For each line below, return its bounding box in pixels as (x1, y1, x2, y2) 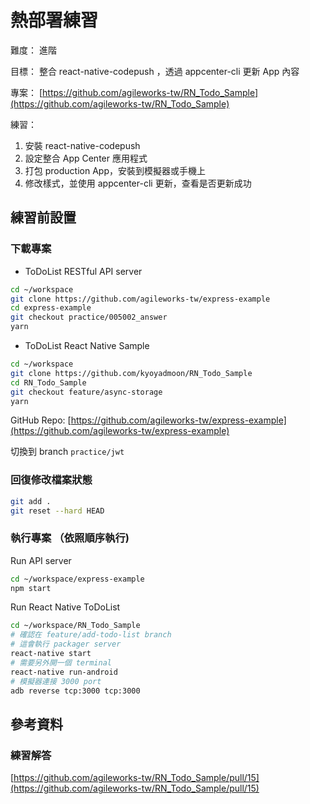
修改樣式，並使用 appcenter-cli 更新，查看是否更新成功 (24, 177, 252, 189)
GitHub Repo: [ (10, 414, 72, 426)
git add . (10, 496, 52, 506)
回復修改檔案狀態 (10, 473, 93, 487)
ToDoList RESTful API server (24, 265, 143, 277)
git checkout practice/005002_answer (10, 312, 168, 323)
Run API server (10, 554, 72, 566)
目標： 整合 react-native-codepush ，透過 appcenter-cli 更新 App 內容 (10, 65, 300, 77)
